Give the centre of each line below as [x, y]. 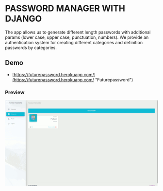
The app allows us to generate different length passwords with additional [78, 32]
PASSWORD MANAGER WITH [65, 8]
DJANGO [24, 19]
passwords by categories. [31, 48]
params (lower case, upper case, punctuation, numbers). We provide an [77, 37]
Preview [15, 92]
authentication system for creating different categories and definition [74, 42]
